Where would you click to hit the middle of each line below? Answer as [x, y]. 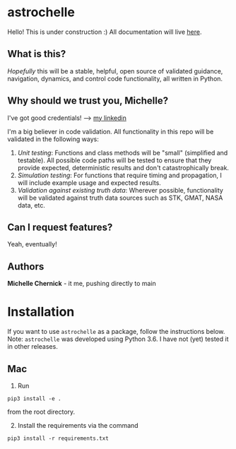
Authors [26, 267]
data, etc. [31, 205]
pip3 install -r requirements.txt [58, 438]
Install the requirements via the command [78, 425]
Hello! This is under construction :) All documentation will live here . [105, 32]
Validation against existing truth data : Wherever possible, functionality [120, 190]
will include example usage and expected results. [89, 182]
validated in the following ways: [53, 139]
